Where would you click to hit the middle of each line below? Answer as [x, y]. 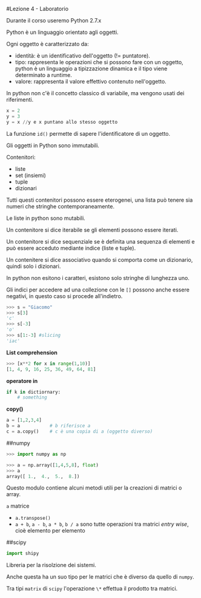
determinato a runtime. [44, 75]
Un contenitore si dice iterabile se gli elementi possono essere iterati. [92, 230]
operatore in [22, 380]
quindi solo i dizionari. [34, 266]
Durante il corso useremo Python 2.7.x [54, 20]
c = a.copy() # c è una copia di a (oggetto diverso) [80, 431]
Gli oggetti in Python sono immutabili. [53, 145]
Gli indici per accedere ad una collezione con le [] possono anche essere [98, 290]
